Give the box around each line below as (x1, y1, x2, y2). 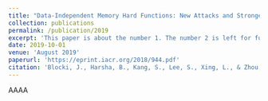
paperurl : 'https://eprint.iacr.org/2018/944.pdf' (8, 56, 180, 64)
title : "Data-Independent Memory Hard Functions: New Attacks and (8, 11, 234, 20)
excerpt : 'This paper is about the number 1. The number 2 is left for (8, 33, 251, 42)
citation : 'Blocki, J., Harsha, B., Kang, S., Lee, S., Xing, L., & (8, 64, 241, 72)
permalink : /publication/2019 (8, 26, 109, 34)
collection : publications (8, 19, 94, 27)
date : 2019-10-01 (8, 41, 66, 49)
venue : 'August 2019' (8, 49, 81, 56)
